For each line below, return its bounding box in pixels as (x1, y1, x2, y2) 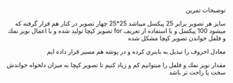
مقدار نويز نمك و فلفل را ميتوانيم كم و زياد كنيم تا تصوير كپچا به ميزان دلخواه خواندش (6, 61, 226, 68)
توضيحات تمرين (186, 6, 226, 14)
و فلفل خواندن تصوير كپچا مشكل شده (127, 34, 226, 42)
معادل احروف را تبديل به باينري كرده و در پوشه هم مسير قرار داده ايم (47, 48, 226, 55)
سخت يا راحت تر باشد (168, 68, 226, 76)
